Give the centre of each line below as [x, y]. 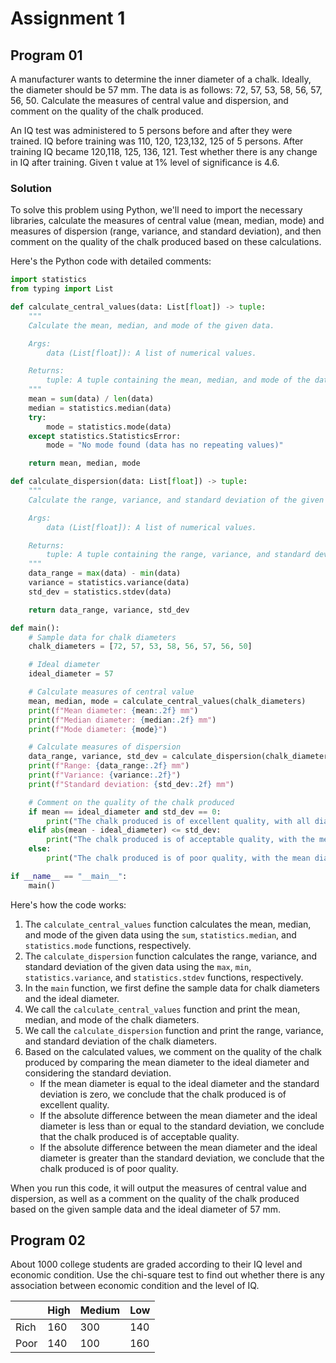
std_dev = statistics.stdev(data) [100, 592]
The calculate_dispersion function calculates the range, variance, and [171, 956]
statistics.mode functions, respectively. [108, 945]
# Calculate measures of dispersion [105, 747]
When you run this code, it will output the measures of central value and [158, 1188]
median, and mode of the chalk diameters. [112, 1019]
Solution [31, 188]
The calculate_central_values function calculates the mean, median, [168, 924]
